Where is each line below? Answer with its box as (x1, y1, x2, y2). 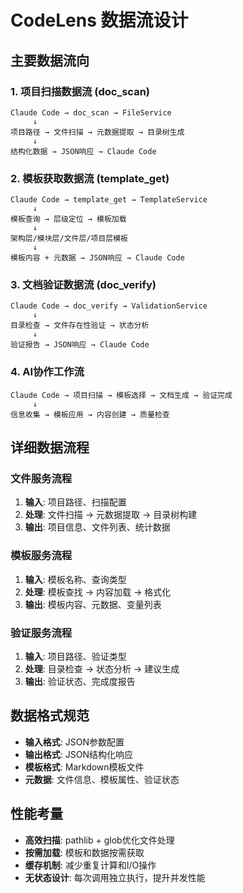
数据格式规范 (10, 707, 90, 725)
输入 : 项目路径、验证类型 (24, 651, 127, 663)
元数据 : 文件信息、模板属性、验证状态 (24, 773, 180, 785)
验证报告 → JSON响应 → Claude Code (10, 340, 150, 350)
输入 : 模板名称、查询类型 (24, 573, 127, 585)
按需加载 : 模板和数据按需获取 (24, 846, 145, 858)
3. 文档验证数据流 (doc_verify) (10, 278, 157, 292)
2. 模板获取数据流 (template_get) (10, 171, 170, 185)
